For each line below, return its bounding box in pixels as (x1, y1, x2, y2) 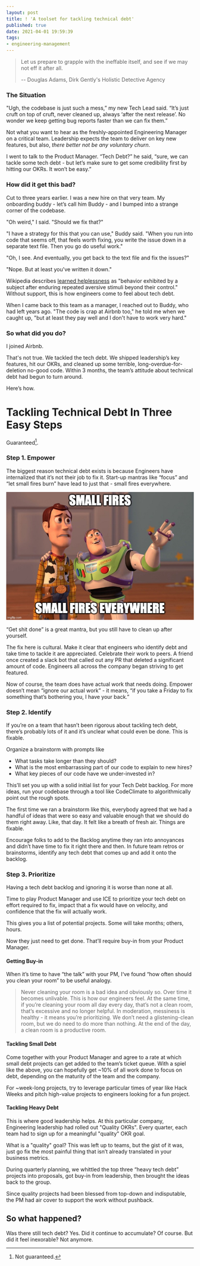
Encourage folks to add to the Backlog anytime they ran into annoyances (6, 836, 185, 843)
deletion (6, 367, 26, 374)
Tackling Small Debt (6, 1041, 57, 1048)
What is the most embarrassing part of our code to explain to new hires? (14, 763, 192, 770)
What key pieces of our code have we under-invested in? (14, 770, 155, 777)
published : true (6, 22, 46, 28)
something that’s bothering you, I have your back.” (6, 693, 130, 700)
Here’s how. (6, 385, 35, 392)
